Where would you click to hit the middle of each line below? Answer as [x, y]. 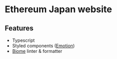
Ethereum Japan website [58, 9]
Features [19, 28]
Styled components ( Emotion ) [43, 46]
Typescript [23, 40]
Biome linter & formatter [37, 51]
